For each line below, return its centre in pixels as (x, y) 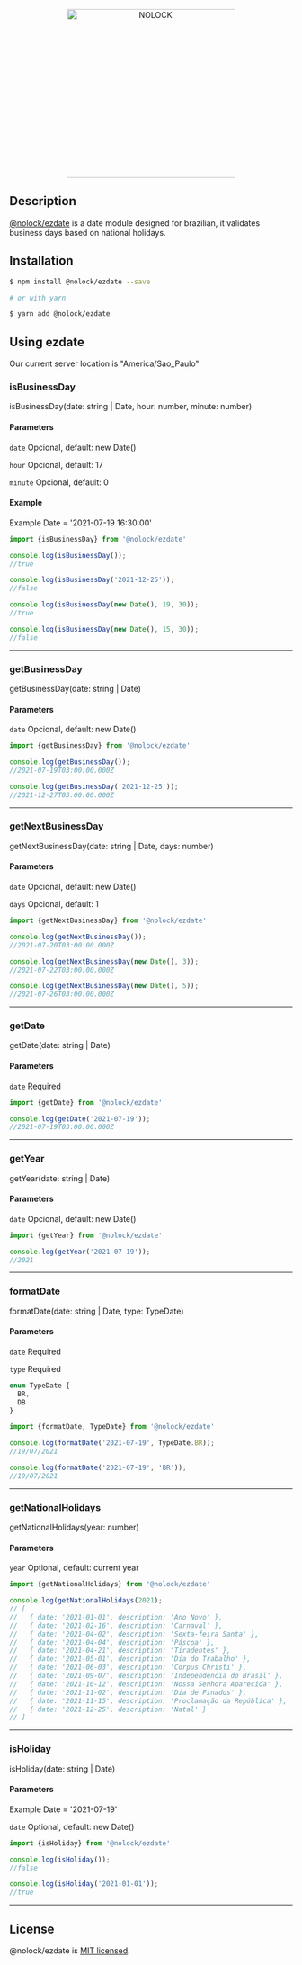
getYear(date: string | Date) (60, 1178)
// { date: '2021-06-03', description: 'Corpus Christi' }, (128, 1668)
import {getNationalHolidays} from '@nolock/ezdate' (110, 1584)
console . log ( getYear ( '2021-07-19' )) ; (80, 1252)
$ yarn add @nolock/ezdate (60, 314)
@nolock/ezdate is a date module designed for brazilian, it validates (135, 223)
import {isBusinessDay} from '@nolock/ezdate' (98, 539)
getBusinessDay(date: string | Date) (75, 688)
